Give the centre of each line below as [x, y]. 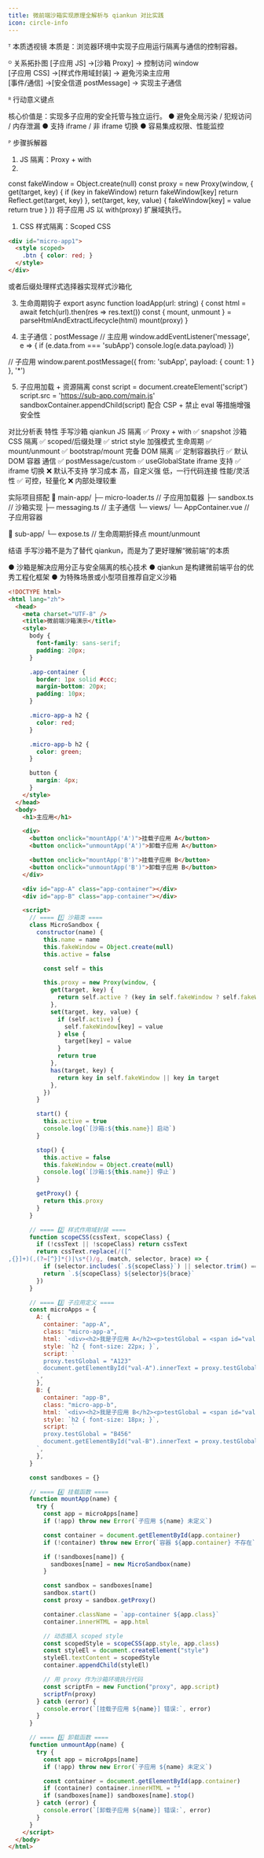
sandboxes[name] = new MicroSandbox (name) [121, 1564]
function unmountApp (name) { [77, 1745]
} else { [72, 1034]
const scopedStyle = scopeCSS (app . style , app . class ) [131, 1643]
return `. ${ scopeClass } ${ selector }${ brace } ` [119, 1273]
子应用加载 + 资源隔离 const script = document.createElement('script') [134, 386]
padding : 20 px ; [61, 650]
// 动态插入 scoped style [83, 1636]
